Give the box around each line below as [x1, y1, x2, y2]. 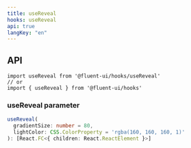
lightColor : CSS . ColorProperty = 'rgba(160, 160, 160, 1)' [13, 129, 186, 136]
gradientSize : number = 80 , [13, 123, 94, 129]
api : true [7, 23, 36, 29]
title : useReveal [7, 10, 57, 17]
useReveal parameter [7, 100, 80, 110]
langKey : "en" [7, 29, 48, 36]
